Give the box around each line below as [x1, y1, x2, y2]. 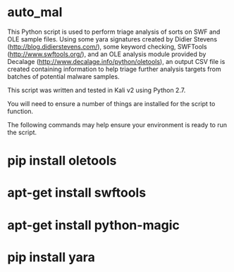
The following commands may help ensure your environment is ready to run [7, 120, 228, 129]
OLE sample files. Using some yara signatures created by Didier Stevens [7, 34, 217, 43]
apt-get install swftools [7, 185, 147, 201]
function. [7, 107, 34, 115]
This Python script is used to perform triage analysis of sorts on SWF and [7, 27, 221, 36]
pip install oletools [7, 153, 117, 169]
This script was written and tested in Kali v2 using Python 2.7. [7, 86, 186, 94]
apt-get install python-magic [7, 217, 180, 233]
